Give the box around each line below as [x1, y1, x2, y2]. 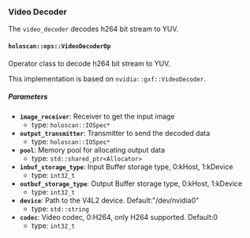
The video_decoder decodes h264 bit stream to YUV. [8, 25, 179, 34]
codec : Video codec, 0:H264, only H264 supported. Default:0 [19, 213, 218, 222]
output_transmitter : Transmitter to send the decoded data [19, 129, 211, 138]
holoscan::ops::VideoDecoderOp [8, 42, 111, 50]
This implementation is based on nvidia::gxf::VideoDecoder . [8, 74, 207, 83]
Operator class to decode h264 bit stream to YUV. [8, 59, 171, 68]
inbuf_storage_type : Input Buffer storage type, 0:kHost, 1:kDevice [19, 162, 233, 172]
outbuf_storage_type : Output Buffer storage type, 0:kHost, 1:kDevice [19, 179, 243, 188]
